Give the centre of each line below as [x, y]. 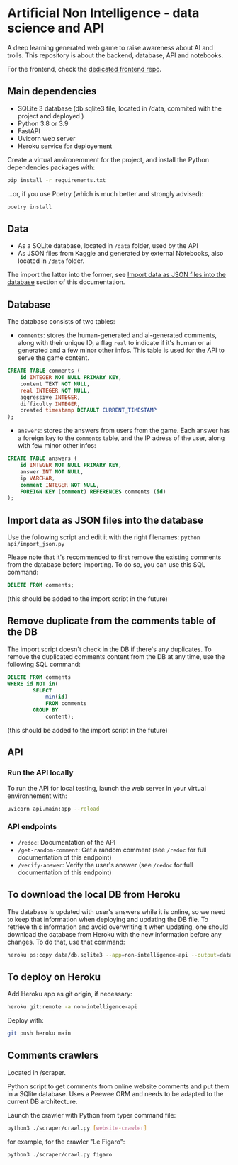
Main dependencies [52, 91]
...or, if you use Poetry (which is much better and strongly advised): [106, 193]
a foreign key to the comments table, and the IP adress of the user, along [121, 438]
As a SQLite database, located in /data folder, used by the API [108, 246]
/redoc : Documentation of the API [67, 842]
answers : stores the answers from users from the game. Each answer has [124, 431]
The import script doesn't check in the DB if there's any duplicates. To [109, 649]
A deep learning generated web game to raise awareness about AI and [110, 47]
